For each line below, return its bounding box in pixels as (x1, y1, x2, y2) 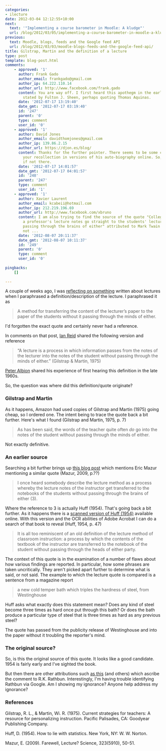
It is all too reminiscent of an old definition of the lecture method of (17, 530, 153, 536)
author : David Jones (18, 132, 61, 137)
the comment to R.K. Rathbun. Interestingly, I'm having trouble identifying (5, 676, 154, 682)
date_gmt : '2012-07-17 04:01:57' (18, 169, 87, 173)
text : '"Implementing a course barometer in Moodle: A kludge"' (9, 26, 145, 31)
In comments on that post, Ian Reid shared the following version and (5, 333, 144, 339)
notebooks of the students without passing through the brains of (17, 490, 149, 496)
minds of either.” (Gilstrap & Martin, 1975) (17, 358, 101, 364)
